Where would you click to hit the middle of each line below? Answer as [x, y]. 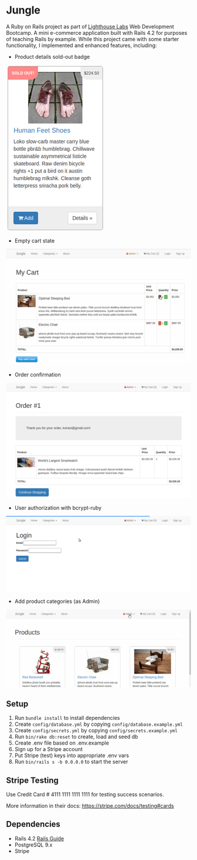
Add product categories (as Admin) [57, 602]
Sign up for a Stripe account [49, 749]
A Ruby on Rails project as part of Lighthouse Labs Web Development [90, 26]
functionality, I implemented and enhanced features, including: [81, 45]
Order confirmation [38, 374]
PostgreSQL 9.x [33, 845]
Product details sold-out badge [52, 57]
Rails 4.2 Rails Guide [39, 838]
